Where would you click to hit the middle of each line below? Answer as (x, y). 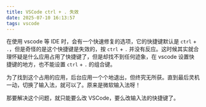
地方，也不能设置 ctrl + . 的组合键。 (69, 64)
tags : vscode (23, 23)
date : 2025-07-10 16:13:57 (41, 18)
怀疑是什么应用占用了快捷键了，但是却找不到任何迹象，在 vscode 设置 (100, 57)
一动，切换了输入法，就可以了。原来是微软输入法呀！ (74, 85)
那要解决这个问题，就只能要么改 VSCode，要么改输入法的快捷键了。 (93, 98)
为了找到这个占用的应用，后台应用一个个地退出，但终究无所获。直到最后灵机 (103, 78)
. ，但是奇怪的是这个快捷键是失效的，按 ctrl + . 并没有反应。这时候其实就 (100, 49)
